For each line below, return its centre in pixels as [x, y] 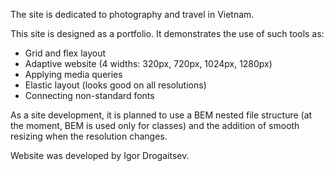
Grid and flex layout [65, 53]
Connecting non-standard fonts [89, 95]
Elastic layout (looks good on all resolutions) [115, 85]
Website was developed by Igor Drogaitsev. [100, 155]
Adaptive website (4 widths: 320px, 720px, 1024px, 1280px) [148, 63]
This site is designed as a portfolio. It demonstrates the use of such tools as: [167, 33]
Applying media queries [73, 74]
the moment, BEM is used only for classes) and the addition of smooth [155, 125]
